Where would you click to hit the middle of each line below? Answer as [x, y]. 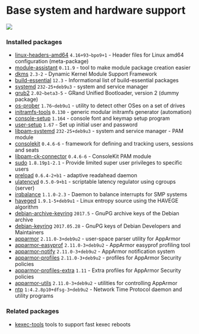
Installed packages [34, 42]
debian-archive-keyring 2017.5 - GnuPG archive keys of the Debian [97, 214]
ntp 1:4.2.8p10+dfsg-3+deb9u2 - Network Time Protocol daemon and [98, 289]
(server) [25, 188]
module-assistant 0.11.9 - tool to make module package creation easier [103, 68]
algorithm [26, 207]
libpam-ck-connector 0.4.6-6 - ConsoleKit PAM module [83, 156]
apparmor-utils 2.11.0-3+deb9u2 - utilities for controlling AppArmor [96, 283]
